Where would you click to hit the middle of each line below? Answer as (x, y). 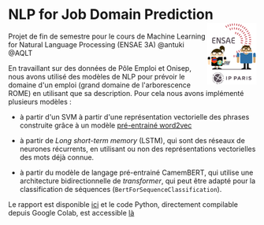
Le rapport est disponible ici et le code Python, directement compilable (123, 204)
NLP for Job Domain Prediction (111, 15)
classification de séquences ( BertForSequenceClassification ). (121, 189)
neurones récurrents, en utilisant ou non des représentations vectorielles (138, 149)
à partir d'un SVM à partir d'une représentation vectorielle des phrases (134, 116)
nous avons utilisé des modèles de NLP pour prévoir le (97, 76)
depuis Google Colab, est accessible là (71, 212)
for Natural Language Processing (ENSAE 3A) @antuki (97, 44)
